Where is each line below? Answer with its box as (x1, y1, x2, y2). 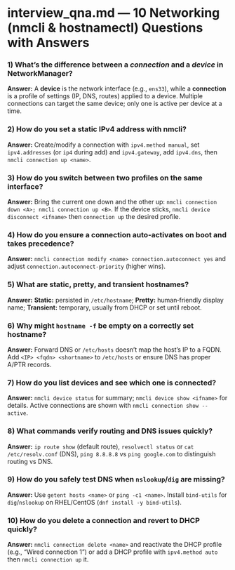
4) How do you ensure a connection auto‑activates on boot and (7, 230, 227, 239)
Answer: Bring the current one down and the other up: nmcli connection (7, 198, 217, 206)
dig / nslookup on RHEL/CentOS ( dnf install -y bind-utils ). (7, 498, 182, 506)
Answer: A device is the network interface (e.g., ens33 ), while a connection (7, 84, 227, 93)
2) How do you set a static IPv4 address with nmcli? (7, 124, 187, 134)
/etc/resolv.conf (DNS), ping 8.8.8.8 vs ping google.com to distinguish (7, 449, 216, 458)
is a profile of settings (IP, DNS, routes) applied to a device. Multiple (7, 92, 203, 100)
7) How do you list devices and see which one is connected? (7, 378, 216, 387)
